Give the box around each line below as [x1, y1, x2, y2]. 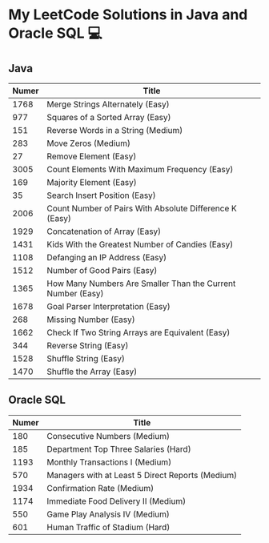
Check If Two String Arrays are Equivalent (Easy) [46, 327, 231, 338]
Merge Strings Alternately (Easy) [46, 99, 170, 110]
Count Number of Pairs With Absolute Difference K [46, 203, 238, 214]
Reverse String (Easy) [46, 340, 129, 351]
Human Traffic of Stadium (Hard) [46, 521, 171, 533]
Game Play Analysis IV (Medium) [46, 509, 171, 520]
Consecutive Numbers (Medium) [46, 430, 171, 441]
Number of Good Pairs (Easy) [46, 265, 158, 276]
